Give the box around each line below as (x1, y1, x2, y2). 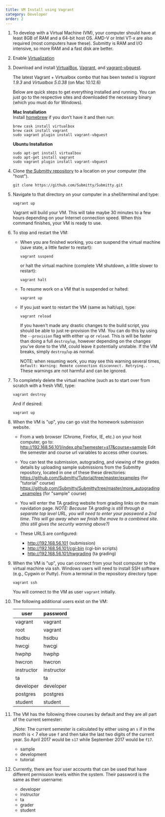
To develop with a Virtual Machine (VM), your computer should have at (12, 30, 156, 36)
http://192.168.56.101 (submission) (27, 540, 96, 546)
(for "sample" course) (43, 490, 87, 496)
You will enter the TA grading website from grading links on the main (20, 500, 159, 506)
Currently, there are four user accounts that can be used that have (12, 766, 147, 772)
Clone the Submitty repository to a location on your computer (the (12, 168, 146, 174)
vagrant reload (20, 314, 51, 319)
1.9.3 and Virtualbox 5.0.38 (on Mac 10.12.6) (12, 79, 101, 85)
